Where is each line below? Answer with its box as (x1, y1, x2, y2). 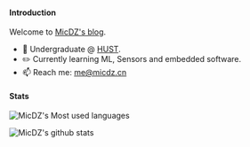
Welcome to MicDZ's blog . (9, 27, 107, 37)
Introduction (9, 7, 56, 18)
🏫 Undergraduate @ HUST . (21, 44, 122, 55)
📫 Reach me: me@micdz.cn (21, 67, 127, 78)
